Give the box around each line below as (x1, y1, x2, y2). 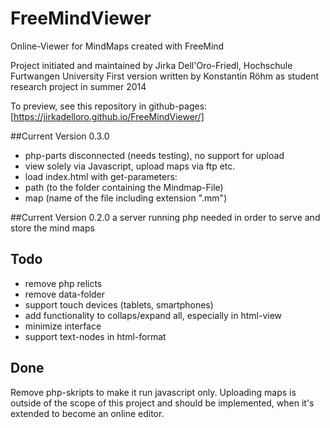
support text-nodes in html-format (24, 330, 167, 342)
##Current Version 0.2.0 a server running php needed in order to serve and (10, 211, 321, 223)
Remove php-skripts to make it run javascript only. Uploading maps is (10, 386, 297, 398)
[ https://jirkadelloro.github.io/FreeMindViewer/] (10, 110, 205, 122)
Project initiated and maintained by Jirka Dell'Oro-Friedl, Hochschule (10, 59, 293, 71)
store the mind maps (10, 222, 95, 234)
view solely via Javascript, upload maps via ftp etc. (24, 160, 236, 172)
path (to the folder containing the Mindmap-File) (24, 181, 224, 193)
